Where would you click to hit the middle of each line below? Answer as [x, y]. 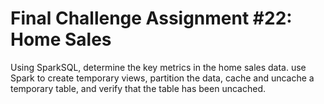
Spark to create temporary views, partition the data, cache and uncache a [162, 78]
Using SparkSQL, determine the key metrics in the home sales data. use [158, 67]
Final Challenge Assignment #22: [151, 18]
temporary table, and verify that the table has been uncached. [138, 88]
